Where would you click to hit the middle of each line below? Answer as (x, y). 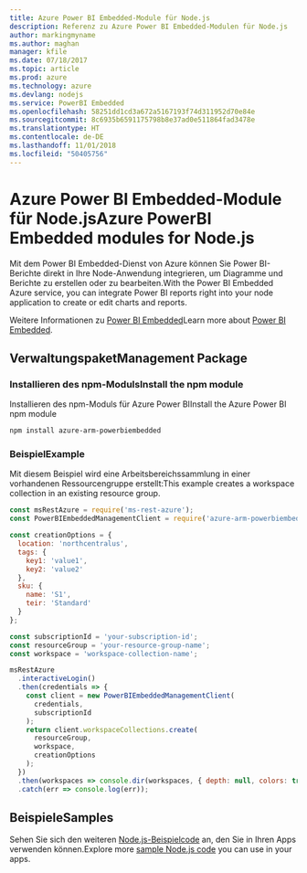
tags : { (32, 552)
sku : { (30, 586)
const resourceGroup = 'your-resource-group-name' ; (110, 645)
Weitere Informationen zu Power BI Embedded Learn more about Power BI (148, 320)
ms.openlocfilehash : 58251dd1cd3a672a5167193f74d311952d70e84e (132, 112)
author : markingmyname (53, 35)
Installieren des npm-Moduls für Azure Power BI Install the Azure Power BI (148, 404)
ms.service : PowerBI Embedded (67, 103)
